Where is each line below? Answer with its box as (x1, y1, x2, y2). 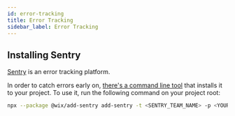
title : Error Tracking (7, 17, 73, 24)
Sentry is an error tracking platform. (7, 68, 111, 76)
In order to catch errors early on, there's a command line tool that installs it (7, 81, 222, 89)
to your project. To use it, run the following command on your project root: (7, 89, 220, 97)
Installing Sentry (7, 49, 81, 61)
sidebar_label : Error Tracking (7, 23, 99, 30)
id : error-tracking (7, 10, 64, 17)
